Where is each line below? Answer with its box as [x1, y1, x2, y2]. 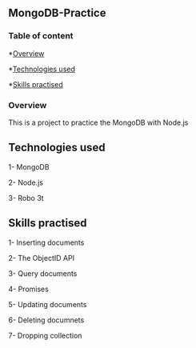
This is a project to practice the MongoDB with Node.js [8, 118, 189, 127]
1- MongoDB [8, 162, 50, 171]
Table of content [8, 30, 74, 42]
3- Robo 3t [8, 193, 44, 202]
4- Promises [8, 284, 50, 294]
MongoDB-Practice [8, 6, 106, 20]
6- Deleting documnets [8, 315, 85, 325]
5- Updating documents [8, 299, 87, 309]
